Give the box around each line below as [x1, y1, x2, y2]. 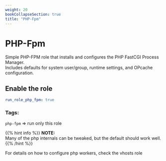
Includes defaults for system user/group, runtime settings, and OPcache [5, 65, 153, 71]
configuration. [5, 70, 34, 76]
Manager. [5, 59, 25, 65]
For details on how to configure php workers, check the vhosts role [5, 150, 143, 156]
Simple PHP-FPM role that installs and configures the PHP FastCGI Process [5, 54, 159, 60]
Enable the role [5, 84, 53, 93]
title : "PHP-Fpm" [5, 16, 41, 21]
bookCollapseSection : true [5, 12, 61, 17]
